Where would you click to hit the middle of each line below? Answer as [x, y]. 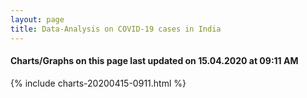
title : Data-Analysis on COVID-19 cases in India [116, 29]
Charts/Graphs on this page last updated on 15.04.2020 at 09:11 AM [154, 61]
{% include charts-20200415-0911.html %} [98, 83]
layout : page [37, 19]
